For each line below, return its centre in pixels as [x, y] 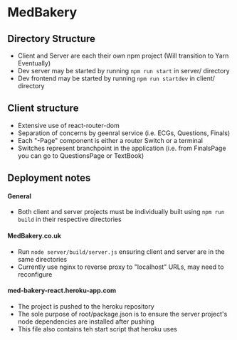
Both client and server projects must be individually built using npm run [121, 212]
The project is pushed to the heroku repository [86, 306]
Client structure [43, 108]
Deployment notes [49, 178]
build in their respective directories [70, 219]
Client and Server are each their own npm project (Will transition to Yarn [123, 55]
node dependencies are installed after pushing [86, 322]
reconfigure [35, 274]
